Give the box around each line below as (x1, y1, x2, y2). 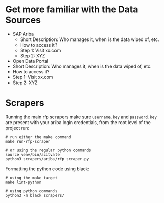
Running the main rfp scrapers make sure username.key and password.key (5, 114, 157, 120)
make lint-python (5, 180, 42, 185)
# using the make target (5, 175, 58, 180)
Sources (5, 14, 41, 26)
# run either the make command (5, 134, 71, 140)
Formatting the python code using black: (5, 166, 90, 172)
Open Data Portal (12, 58, 49, 64)
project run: (5, 125, 29, 131)
